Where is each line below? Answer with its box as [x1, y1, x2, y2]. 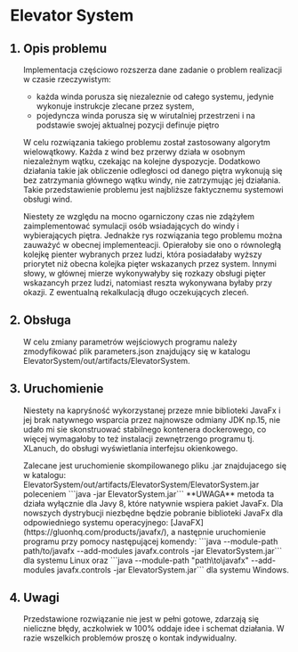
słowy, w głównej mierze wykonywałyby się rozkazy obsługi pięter [22, 268, 266, 278]
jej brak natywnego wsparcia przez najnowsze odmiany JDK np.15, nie [22, 414, 281, 425]
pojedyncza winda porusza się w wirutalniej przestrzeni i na [36, 111, 256, 120]
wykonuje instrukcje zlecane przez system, [36, 101, 195, 111]
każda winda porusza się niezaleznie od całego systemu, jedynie [36, 91, 274, 102]
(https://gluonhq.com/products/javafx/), [22, 526, 170, 537]
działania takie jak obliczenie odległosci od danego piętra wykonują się [22, 166, 283, 176]
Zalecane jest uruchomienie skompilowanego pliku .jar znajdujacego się [22, 460, 287, 471]
